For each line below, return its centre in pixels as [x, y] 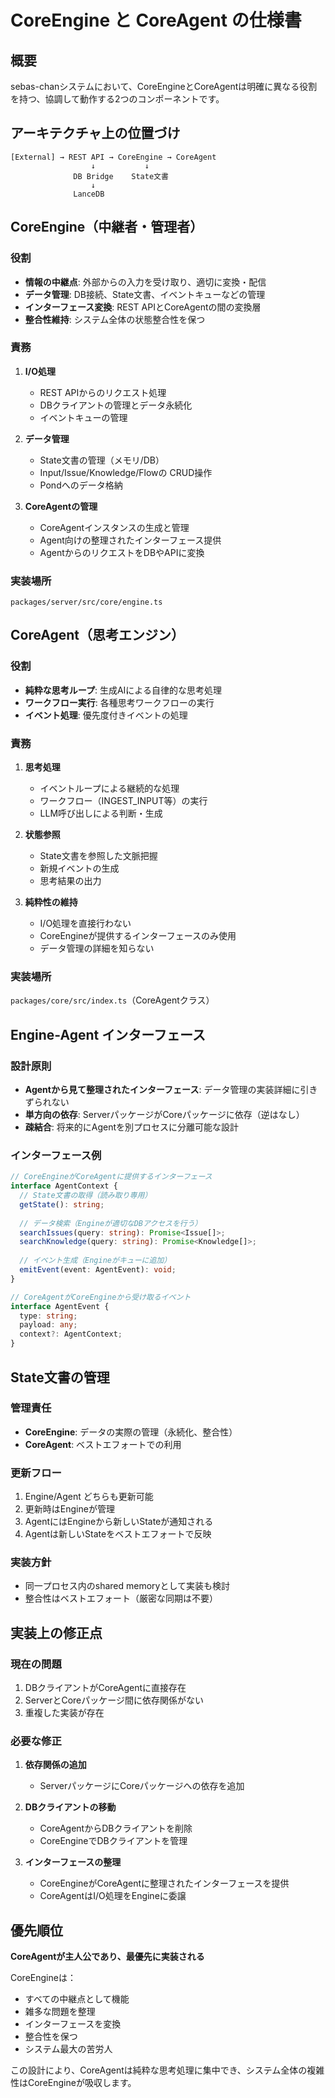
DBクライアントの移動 [70, 1807]
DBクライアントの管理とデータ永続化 [116, 405]
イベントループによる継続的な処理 [109, 788]
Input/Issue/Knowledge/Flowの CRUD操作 [126, 472]
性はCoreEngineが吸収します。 [73, 2083]
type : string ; [48, 1316]
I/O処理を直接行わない [85, 923]
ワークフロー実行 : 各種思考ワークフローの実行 [119, 702]
